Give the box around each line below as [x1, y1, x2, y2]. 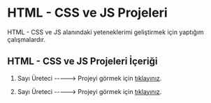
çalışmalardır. [7, 35, 45, 43]
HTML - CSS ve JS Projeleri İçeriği [7, 56, 158, 68]
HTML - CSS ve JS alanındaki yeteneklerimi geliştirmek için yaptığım [7, 28, 204, 36]
